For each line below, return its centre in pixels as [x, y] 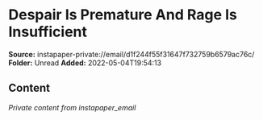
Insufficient [48, 32]
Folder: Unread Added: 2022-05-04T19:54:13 [85, 63]
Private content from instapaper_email [72, 107]
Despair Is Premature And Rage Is [123, 15]
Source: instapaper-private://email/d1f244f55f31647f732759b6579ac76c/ [131, 54]
